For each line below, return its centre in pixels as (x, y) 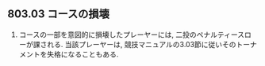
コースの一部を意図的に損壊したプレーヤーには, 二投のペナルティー (128, 35)
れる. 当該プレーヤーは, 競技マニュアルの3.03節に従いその (141, 44)
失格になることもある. (83, 54)
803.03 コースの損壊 (58, 14)
